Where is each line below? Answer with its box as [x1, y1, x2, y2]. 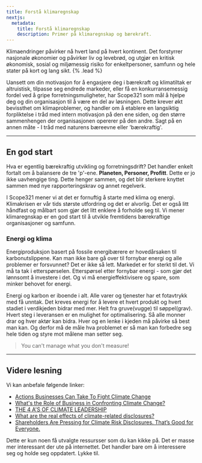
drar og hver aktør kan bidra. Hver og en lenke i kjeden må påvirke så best [6, 318, 190, 325]
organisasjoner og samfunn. [6, 219, 76, 226]
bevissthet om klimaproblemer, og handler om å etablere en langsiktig [6, 104, 179, 112]
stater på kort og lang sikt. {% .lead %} [6, 67, 103, 74]
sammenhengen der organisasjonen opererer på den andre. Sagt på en [6, 117, 182, 124]
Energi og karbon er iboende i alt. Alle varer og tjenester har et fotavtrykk [6, 292, 188, 299]
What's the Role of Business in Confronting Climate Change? [14, 400, 165, 407]
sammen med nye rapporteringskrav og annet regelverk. [6, 182, 146, 189]
